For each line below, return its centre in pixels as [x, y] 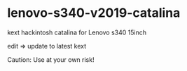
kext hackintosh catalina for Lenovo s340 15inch [77, 32]
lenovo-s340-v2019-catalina [94, 13]
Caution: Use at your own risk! [51, 59]
